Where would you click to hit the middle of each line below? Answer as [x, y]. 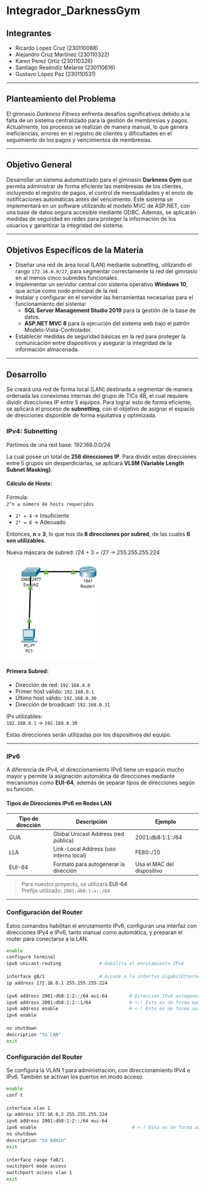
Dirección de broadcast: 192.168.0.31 [63, 704]
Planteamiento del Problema [61, 99]
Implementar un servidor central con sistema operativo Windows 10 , [101, 284]
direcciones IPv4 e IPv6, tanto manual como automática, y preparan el [95, 932]
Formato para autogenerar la [89, 864]
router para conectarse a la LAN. [47, 939]
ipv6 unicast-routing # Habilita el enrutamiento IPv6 [95, 964]
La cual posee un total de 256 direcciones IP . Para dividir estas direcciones [102, 457]
